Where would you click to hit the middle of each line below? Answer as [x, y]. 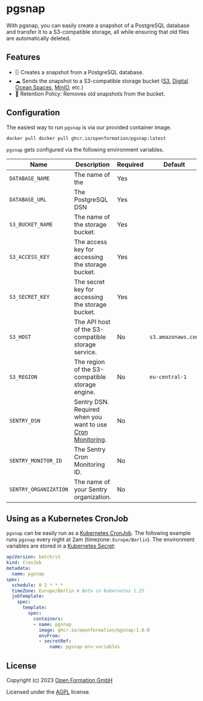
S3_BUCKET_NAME [31, 225]
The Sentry [90, 450]
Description [92, 165]
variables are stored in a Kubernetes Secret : [61, 546]
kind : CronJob [24, 563]
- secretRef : [55, 641]
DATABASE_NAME [30, 179]
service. [85, 352]
